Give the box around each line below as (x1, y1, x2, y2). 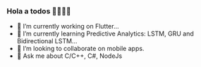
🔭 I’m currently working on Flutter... (16, 22, 119, 31)
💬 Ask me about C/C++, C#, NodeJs (16, 52, 123, 60)
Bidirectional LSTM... (16, 37, 78, 45)
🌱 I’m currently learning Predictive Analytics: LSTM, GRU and (16, 29, 195, 38)
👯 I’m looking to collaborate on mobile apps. (16, 45, 145, 53)
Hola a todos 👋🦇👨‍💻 (6, 6, 71, 16)
